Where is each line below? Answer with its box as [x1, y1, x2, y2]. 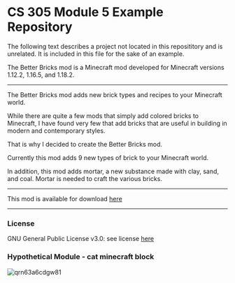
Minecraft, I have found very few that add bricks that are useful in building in [7, 119, 227, 127]
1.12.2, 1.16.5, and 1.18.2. [7, 71, 75, 79]
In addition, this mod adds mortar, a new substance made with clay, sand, [7, 167, 219, 175]
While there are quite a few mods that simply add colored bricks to [7, 111, 199, 119]
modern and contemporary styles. [7, 126, 106, 135]
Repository [7, 19, 73, 35]
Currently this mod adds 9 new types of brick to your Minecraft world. [7, 153, 209, 161]
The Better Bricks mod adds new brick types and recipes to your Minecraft [7, 90, 222, 99]
